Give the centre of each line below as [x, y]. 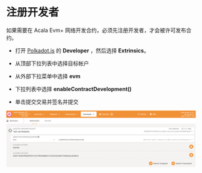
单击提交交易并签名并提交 [47, 102]
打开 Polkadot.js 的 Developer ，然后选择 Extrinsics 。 [82, 50]
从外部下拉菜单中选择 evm [47, 76]
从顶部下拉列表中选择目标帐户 [52, 63]
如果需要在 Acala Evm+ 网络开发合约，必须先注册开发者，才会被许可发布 [96, 30]
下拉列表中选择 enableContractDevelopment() [73, 89]
